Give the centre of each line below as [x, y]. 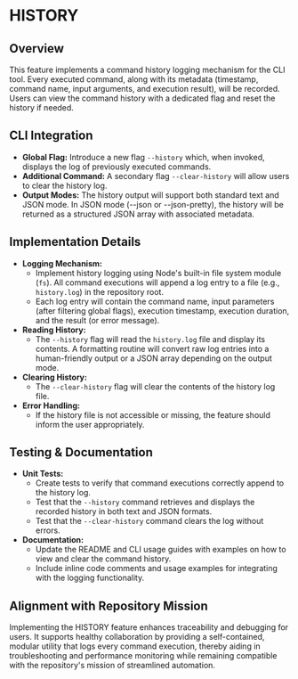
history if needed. [41, 107]
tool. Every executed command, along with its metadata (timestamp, [134, 79]
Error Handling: [51, 405]
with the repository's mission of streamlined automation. [113, 666]
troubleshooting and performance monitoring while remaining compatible [143, 656]
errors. [48, 530]
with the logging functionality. [90, 578]
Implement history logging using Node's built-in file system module [158, 273]
